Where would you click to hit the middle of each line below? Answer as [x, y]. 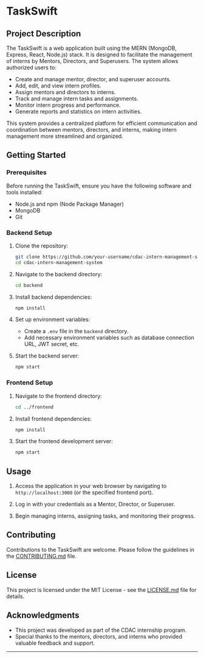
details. [15, 596]
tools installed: [25, 192]
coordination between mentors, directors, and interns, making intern [92, 130]
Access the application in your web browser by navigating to [91, 486]
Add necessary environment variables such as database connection [109, 337]
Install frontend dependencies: [53, 419]
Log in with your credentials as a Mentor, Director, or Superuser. [95, 504]
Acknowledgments [43, 615]
